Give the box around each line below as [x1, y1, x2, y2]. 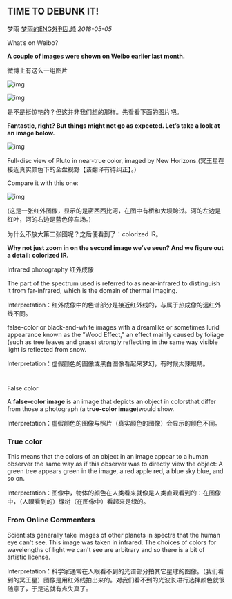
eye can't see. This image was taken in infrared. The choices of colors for [7, 538, 217, 546]
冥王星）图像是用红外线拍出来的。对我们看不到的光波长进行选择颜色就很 [19, 576, 225, 584]
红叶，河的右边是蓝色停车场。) [7, 215, 92, 223]
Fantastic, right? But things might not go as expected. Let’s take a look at [7, 121, 220, 130]
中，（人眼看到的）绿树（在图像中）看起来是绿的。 [7, 497, 150, 506]
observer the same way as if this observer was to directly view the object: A [7, 459, 223, 468]
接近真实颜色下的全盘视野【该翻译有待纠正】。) [7, 165, 137, 173]
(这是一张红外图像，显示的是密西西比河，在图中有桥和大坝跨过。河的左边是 [7, 207, 222, 215]
